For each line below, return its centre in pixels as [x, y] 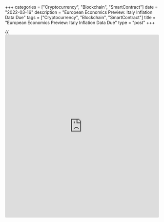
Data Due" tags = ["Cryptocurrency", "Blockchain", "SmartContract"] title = [81, 17]
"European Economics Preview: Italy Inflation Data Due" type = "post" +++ [80, 22]
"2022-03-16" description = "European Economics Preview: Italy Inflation [79, 12]
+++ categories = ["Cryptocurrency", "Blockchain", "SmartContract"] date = [82, 7]
